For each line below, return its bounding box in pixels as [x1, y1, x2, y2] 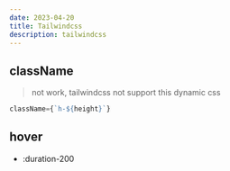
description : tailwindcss [9, 30, 106, 39]
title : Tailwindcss [9, 22, 83, 31]
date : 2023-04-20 [9, 13, 75, 22]
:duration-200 [22, 153, 75, 164]
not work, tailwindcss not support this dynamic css [31, 87, 221, 98]
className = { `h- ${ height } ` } [9, 104, 111, 113]
